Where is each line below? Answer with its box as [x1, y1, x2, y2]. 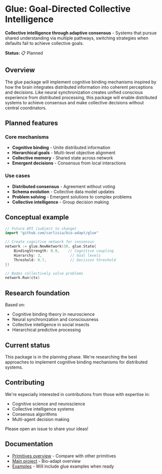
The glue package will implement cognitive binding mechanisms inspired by [5, 79, 157, 85]
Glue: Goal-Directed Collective [5, 3, 131, 15]
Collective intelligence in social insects [12, 322, 90, 328]
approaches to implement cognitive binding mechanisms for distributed [5, 359, 148, 365]
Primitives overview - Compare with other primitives [12, 453, 116, 459]
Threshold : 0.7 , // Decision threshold [14, 257, 116, 262]
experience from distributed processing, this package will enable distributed [5, 94, 158, 100]
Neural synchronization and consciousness [12, 316, 98, 322]
